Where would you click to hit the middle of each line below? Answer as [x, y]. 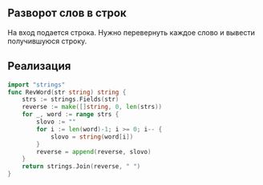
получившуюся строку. [47, 41]
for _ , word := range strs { [71, 115]
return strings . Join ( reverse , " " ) [81, 167]
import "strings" [36, 84]
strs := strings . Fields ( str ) [71, 99]
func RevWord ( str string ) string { [67, 92]
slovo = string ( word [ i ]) [92, 137]
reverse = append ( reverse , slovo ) [94, 151]
